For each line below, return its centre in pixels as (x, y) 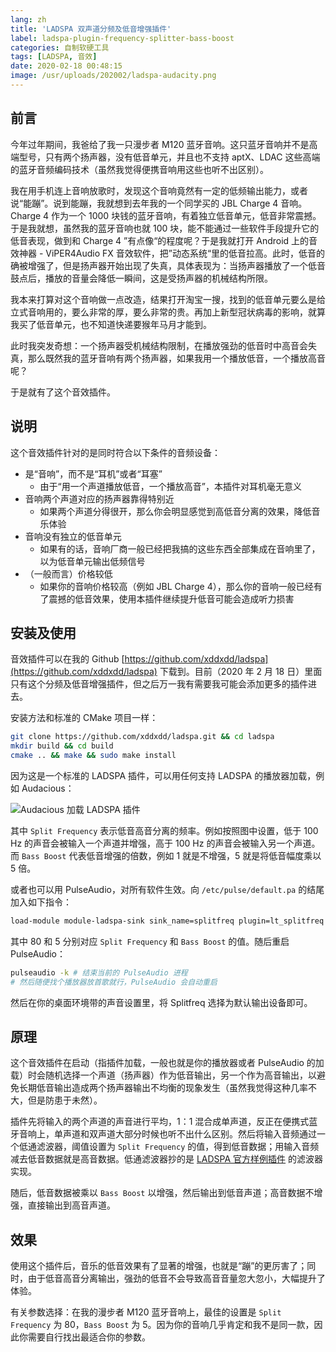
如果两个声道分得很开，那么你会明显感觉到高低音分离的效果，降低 (175, 511)
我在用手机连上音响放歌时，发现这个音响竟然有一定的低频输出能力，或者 (159, 190)
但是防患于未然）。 (65, 1100)
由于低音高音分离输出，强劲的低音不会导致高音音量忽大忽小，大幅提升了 (176, 1278)
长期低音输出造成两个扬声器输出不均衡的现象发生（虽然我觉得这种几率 (163, 1088)
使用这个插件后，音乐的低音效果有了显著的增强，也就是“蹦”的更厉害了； (159, 1266)
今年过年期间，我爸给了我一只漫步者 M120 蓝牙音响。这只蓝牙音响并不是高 (164, 144)
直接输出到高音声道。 (71, 1205)
